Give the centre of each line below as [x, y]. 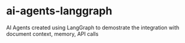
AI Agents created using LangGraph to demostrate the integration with [93, 27]
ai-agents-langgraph [59, 11]
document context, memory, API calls [52, 33]
